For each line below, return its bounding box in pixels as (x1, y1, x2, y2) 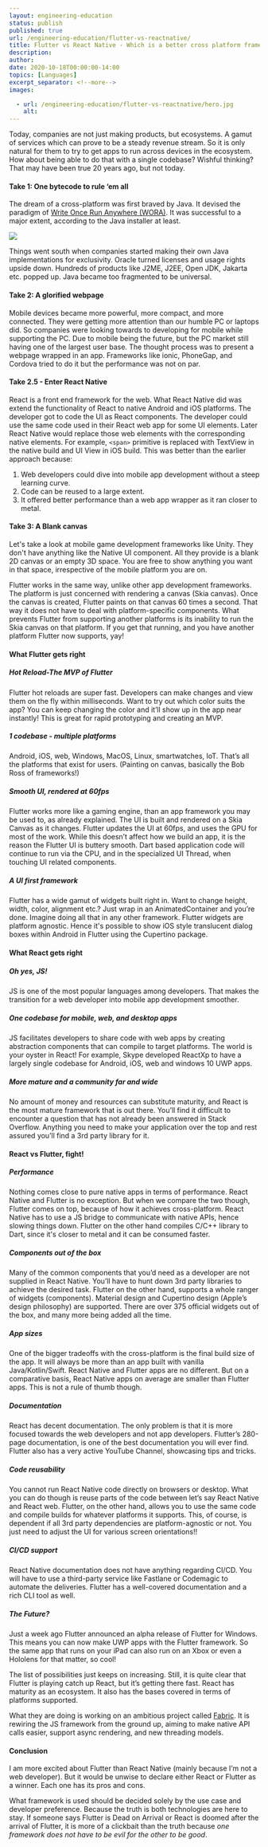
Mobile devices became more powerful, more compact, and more (9, 308, 224, 317)
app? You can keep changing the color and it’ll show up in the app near (9, 705, 242, 714)
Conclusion (9, 1746, 49, 1755)
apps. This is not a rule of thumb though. (9, 1382, 142, 1392)
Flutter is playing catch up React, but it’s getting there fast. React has (9, 1679, 235, 1688)
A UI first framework (9, 876, 79, 886)
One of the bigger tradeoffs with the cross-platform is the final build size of (9, 1349, 255, 1358)
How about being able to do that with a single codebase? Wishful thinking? (9, 155, 254, 164)
